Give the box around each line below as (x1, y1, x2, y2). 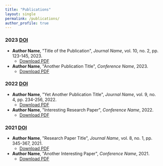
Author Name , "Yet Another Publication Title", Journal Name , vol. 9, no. (12, 91, 156, 97)
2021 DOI (5, 124, 27, 131)
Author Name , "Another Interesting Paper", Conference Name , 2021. (12, 151, 150, 157)
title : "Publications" (5, 7, 51, 12)
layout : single (5, 12, 36, 17)
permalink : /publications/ (5, 16, 60, 21)
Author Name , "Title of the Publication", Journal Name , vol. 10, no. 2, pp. (12, 48, 159, 53)
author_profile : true (5, 20, 49, 26)
